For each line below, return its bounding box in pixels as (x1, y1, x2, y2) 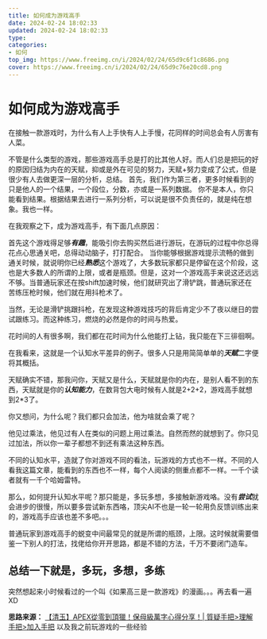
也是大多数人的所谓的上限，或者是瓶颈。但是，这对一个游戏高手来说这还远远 (8, 268, 259, 277)
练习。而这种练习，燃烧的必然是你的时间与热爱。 (21, 314, 183, 324)
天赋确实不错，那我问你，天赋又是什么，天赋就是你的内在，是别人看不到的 (8, 375, 252, 384)
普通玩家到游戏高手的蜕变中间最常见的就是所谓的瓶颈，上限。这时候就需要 (8, 529, 252, 538)
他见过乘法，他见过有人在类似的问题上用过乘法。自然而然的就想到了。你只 (8, 428, 252, 437)
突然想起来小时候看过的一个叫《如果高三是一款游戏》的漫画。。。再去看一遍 (8, 587, 252, 596)
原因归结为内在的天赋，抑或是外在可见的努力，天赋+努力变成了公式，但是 (14, 164, 257, 174)
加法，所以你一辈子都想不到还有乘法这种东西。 (14, 438, 168, 448)
